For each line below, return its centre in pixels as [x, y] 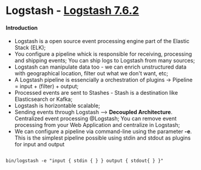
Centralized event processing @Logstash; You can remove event [95, 118]
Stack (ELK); [30, 48]
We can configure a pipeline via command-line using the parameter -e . [103, 132]
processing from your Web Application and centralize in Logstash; [97, 125]
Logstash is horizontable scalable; [57, 106]
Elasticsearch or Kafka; [43, 99]
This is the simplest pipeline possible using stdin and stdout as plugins [102, 138]
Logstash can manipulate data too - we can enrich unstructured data [100, 67]
